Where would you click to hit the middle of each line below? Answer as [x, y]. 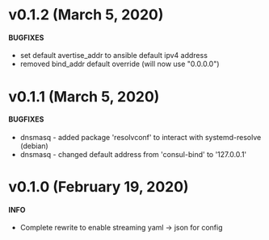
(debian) [34, 146]
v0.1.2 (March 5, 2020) [86, 15]
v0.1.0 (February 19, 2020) [99, 186]
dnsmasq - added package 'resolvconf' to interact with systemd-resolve [141, 137]
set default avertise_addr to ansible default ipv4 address [114, 56]
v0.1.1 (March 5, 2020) [84, 96]
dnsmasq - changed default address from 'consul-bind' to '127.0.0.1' [133, 154]
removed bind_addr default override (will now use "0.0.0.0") [120, 64]
